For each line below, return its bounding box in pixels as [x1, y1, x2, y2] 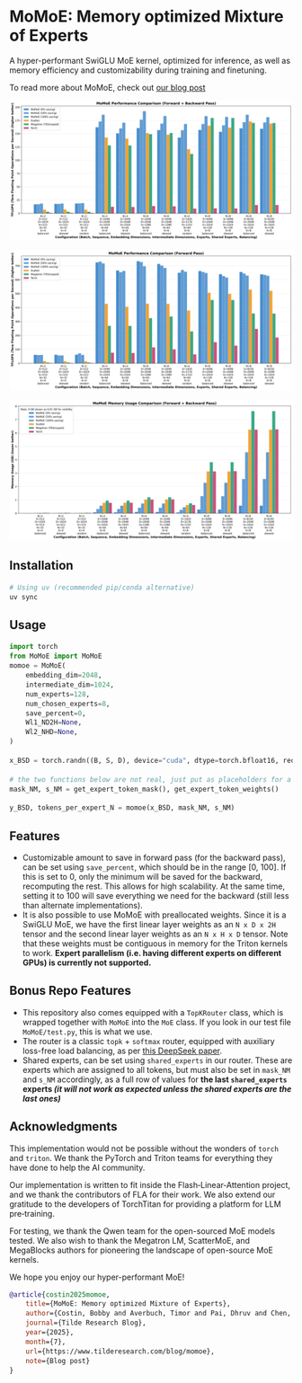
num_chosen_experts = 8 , [25, 699, 111, 708]
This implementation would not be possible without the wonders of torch [9, 1143, 279, 1154]
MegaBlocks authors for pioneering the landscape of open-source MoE [9, 1245, 274, 1255]
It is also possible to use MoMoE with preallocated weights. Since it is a [22, 909, 287, 920]
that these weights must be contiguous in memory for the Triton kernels [22, 937, 289, 949]
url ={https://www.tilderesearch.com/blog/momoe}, [25, 1346, 216, 1356]
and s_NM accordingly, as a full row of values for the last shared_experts [22, 1074, 288, 1085]
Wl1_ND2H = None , [25, 718, 83, 727]
